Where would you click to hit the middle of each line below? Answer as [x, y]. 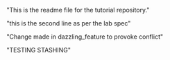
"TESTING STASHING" [39, 50]
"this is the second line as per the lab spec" [69, 23]
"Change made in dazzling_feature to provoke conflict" [85, 37]
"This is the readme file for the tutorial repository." [78, 10]
